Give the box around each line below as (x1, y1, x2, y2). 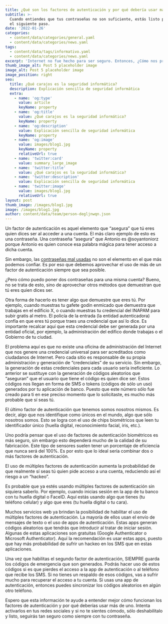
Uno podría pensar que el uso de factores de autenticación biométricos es (5, 432, 158, 438)
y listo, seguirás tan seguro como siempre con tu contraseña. (5, 613, 131, 620)
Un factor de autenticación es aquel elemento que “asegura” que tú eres (5, 225, 154, 231)
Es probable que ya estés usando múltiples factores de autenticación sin (5, 483, 155, 490)
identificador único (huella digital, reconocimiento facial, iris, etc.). (5, 423, 141, 429)
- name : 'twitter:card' (14, 156, 64, 161)
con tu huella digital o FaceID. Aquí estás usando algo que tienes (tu (5, 494, 145, 500)
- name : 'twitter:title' (14, 165, 66, 170)
